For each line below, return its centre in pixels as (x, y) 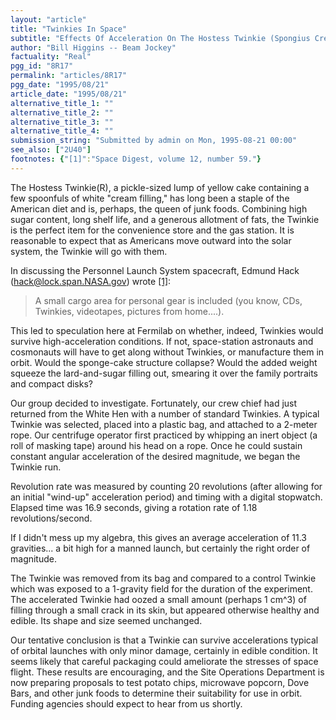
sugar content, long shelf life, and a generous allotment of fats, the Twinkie (165, 219)
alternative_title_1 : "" (62, 103)
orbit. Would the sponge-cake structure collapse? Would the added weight (164, 362)
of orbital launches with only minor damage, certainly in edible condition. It (164, 650)
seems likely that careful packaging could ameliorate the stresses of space (164, 661)
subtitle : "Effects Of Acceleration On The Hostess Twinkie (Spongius (160, 38)
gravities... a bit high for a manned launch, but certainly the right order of (160, 548)
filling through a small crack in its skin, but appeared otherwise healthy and (165, 610)
